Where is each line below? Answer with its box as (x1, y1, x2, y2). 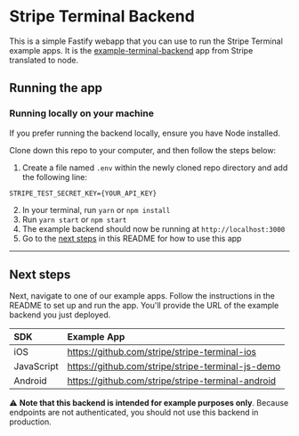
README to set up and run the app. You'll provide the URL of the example (9, 300, 279, 311)
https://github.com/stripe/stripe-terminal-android (67, 374, 277, 387)
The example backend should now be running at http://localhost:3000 (21, 223, 286, 234)
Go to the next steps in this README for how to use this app (21, 233, 242, 243)
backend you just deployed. (9, 309, 111, 320)
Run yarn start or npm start (21, 214, 127, 225)
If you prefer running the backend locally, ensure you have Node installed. (9, 128, 280, 138)
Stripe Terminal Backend (9, 6, 196, 27)
